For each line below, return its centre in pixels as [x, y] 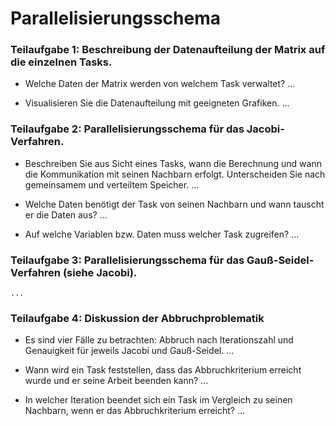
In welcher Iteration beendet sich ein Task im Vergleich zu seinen [158, 400]
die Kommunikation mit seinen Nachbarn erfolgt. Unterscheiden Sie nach [175, 174]
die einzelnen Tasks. [61, 62]
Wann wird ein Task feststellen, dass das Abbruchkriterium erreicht [163, 370]
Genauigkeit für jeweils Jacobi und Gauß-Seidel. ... [129, 351]
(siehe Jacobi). [100, 272]
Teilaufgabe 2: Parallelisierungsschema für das [127, 129]
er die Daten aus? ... [66, 214]
